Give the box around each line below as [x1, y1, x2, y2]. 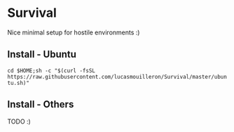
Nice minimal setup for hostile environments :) [7, 28, 140, 37]
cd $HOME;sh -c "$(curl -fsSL [7, 67, 96, 74]
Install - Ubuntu [7, 48, 77, 60]
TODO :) [7, 117, 32, 126]
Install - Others [7, 98, 74, 110]
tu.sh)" [7, 79, 30, 86]
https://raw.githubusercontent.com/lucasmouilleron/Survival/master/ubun [7, 73, 228, 80]
